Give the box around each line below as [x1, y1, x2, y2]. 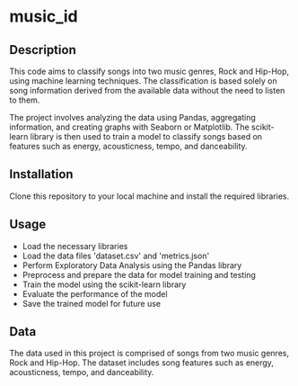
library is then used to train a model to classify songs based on [30, 131, 263, 141]
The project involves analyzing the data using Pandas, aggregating [9, 112, 256, 122]
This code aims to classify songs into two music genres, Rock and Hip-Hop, [9, 66, 290, 76]
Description [9, 42, 76, 58]
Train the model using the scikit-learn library [22, 279, 187, 290]
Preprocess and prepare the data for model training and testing [22, 269, 256, 280]
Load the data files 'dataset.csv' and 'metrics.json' [22, 250, 210, 261]
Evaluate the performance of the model [22, 288, 168, 299]
